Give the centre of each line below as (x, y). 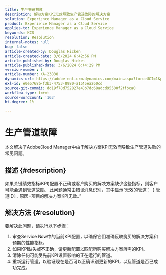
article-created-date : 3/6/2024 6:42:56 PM (51, 56)
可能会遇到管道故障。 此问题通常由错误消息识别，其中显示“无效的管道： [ (80, 190)
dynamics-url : (20, 79)
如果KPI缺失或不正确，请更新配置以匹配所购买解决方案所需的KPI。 (80, 249)
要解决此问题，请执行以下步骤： (38, 226)
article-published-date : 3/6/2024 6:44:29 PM (53, 65)
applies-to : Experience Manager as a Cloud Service (59, 28)
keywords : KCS (20, 33)
